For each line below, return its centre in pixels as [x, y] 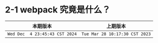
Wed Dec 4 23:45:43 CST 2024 [42, 34]
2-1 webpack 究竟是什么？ [58, 10]
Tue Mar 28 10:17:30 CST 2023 [116, 34]
